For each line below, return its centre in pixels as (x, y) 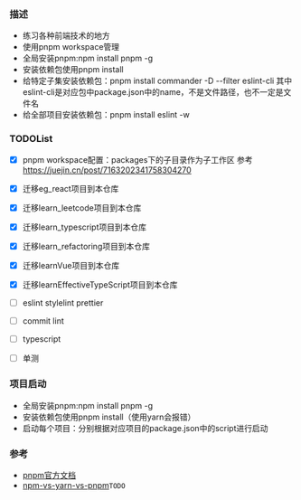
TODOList (31, 139)
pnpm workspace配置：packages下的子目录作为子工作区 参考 (137, 159)
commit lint (43, 321)
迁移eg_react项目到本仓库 (71, 188)
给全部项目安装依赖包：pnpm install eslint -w (106, 115)
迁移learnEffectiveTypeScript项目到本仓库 (100, 284)
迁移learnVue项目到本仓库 (71, 265)
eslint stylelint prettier (63, 303)
